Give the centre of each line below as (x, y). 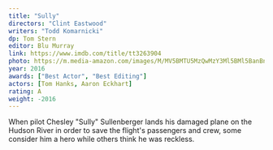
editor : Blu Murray (41, 46)
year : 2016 (27, 69)
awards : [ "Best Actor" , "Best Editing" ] (78, 76)
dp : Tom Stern (32, 39)
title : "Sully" (34, 16)
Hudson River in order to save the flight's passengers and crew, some (125, 131)
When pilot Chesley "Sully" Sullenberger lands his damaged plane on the (130, 122)
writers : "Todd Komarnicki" (56, 31)
